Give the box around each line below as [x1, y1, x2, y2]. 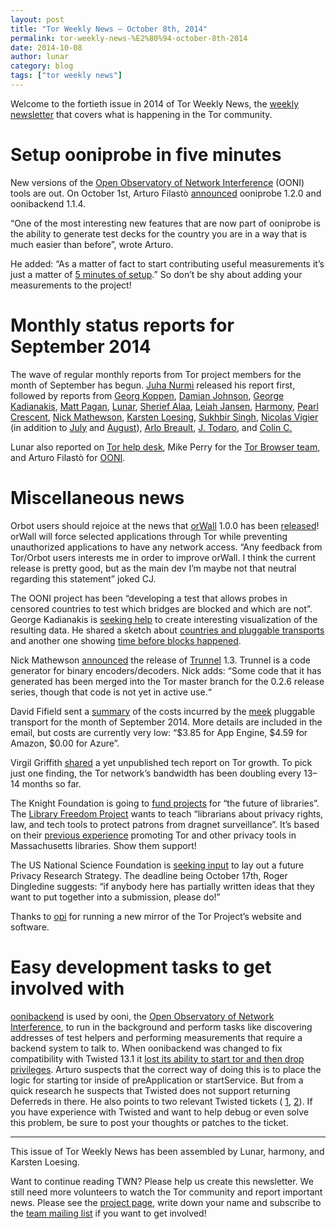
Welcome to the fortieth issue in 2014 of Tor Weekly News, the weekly [10, 97, 300, 110]
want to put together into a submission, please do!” [10, 891, 221, 903]
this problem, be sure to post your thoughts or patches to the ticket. [10, 1116, 289, 1128]
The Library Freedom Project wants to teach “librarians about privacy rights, [10, 807, 324, 820]
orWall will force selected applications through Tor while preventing [10, 530, 288, 542]
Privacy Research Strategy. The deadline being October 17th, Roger [10, 869, 288, 881]
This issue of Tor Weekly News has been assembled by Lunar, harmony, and [10, 1145, 325, 1157]
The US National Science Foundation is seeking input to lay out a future [10, 859, 305, 871]
